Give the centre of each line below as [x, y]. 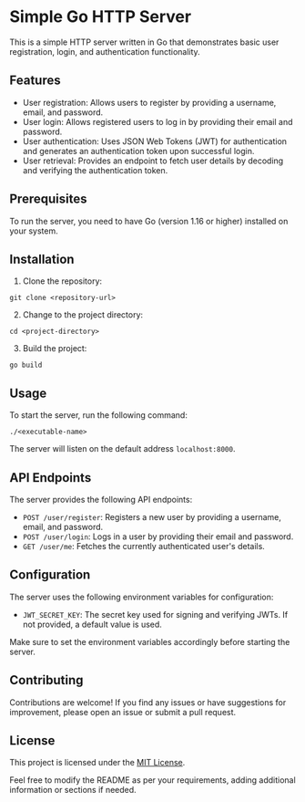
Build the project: [55, 349]
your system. [34, 231]
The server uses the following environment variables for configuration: [142, 597]
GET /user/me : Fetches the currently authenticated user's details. [144, 546]
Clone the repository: [62, 281]
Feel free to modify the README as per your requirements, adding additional [152, 780]
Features [35, 81]
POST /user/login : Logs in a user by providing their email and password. [158, 536]
